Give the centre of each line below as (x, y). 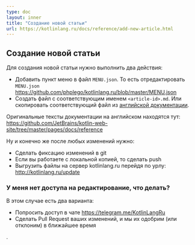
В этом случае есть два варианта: (50, 201)
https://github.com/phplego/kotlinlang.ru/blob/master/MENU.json (96, 92)
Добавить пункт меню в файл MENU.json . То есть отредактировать (100, 80)
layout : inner (24, 17)
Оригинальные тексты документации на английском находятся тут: (93, 117)
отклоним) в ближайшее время (55, 225)
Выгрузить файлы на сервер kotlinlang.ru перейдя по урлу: (91, 166)
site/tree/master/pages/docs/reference (55, 130)
